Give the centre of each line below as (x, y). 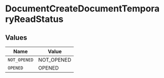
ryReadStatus (34, 19)
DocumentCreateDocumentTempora (82, 9)
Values (16, 38)
